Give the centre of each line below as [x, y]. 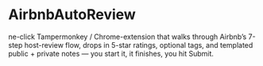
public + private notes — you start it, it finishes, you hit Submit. [111, 53]
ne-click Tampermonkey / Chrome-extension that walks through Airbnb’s [128, 37]
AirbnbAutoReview [72, 15]
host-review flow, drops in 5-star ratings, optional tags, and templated [139, 45]
